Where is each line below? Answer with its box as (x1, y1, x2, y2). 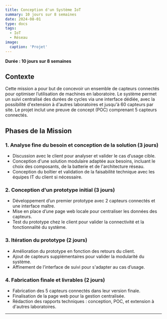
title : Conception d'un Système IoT (5, 7, 81, 12)
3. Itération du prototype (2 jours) (5, 237, 87, 244)
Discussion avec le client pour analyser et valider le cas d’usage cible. (12, 153, 156, 159)
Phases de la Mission (5, 127, 72, 135)
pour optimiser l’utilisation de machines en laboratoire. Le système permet (5, 91, 157, 97)
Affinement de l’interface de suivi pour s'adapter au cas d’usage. (12, 264, 145, 270)
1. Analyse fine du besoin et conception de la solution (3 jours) (5, 142, 159, 149)
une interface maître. (12, 203, 56, 209)
